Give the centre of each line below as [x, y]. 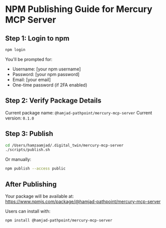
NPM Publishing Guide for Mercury [79, 9]
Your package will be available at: [39, 196]
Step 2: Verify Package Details [53, 101]
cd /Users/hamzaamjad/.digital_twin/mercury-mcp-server [64, 145]
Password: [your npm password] [46, 74]
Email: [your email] [31, 79]
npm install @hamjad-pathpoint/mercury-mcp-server [59, 220]
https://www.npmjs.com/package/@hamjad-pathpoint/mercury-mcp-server [83, 201]
